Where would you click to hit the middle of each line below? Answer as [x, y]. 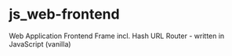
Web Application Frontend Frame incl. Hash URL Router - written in [117, 36]
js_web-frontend [64, 14]
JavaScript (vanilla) [40, 44]
